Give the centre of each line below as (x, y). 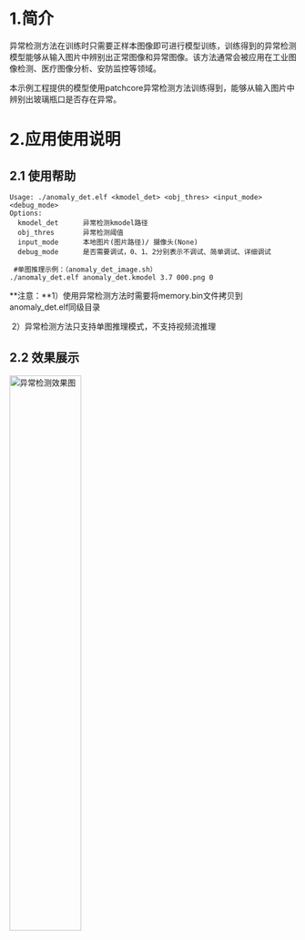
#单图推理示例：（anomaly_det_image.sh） (85, 270)
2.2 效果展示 (45, 358)
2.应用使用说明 (65, 140)
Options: (26, 213)
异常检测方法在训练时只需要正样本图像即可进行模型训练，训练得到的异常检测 (153, 46)
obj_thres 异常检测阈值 (71, 232)
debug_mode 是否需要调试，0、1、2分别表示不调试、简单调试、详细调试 (144, 251)
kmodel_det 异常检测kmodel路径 (83, 223)
